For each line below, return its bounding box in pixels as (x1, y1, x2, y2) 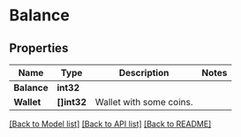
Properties (9, 41, 69, 56)
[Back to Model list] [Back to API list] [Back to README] (9, 118, 212, 129)
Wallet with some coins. (94, 96, 193, 108)
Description (118, 67, 169, 79)
